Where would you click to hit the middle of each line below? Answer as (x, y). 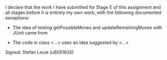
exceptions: (17, 18)
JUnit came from (30, 33)
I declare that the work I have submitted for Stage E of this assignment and (83, 7)
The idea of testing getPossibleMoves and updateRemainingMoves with (87, 27)
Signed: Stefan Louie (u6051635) (40, 52)
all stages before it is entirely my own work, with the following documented (83, 12)
